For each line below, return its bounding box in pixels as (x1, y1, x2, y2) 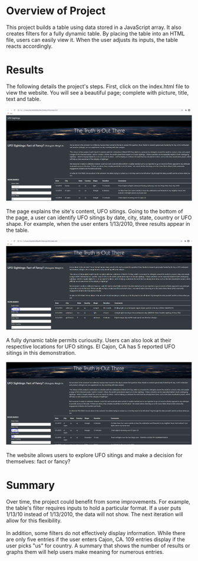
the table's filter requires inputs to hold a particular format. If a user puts (6, 504, 181, 512)
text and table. (6, 95, 41, 102)
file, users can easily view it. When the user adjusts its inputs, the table (6, 36, 179, 43)
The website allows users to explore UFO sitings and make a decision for (6, 452, 183, 459)
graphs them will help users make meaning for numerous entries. (6, 549, 164, 556)
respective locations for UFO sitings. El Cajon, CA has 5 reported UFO (6, 343, 176, 350)
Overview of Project (6, 4, 106, 18)
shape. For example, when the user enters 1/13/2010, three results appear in (6, 220, 190, 228)
